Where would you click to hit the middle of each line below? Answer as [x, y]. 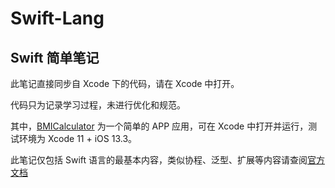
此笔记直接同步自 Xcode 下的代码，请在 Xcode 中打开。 [125, 83]
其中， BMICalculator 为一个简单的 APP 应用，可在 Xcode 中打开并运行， [159, 126]
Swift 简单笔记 [55, 57]
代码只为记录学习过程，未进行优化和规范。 [98, 105]
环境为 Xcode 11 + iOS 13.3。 [78, 138]
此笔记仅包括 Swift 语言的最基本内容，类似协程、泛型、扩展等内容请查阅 [159, 160]
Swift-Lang [57, 18]
